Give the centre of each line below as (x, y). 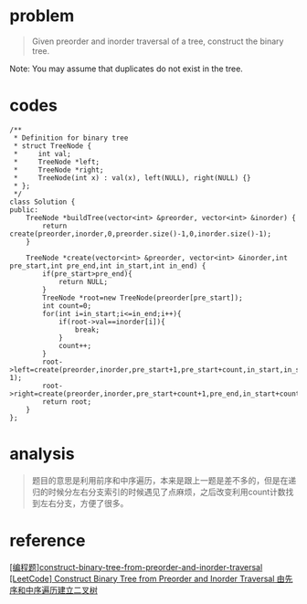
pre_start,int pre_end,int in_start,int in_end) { (108, 266)
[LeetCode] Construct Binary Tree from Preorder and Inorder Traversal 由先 (151, 578)
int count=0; (67, 306)
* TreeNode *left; (57, 162)
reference (48, 541)
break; (87, 330)
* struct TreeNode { (53, 146)
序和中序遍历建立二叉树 (53, 589)
